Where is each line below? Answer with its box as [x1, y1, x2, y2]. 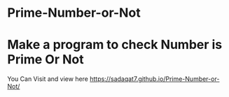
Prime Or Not [7, 52, 84, 68]
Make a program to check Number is [7, 37, 223, 53]
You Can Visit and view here [7, 75, 89, 83]
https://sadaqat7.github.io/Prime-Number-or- [90, 75, 220, 83]
